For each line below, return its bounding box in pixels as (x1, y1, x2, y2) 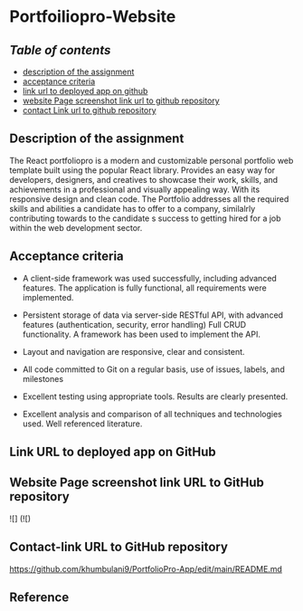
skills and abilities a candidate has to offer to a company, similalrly (9, 203, 256, 214)
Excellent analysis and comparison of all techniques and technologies (22, 408, 283, 419)
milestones (22, 373, 64, 384)
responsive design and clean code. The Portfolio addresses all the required (9, 193, 289, 205)
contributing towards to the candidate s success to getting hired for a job (9, 213, 282, 224)
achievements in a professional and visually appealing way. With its (9, 184, 260, 195)
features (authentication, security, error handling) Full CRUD (22, 319, 247, 329)
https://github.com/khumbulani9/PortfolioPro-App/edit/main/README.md (9, 563, 283, 574)
